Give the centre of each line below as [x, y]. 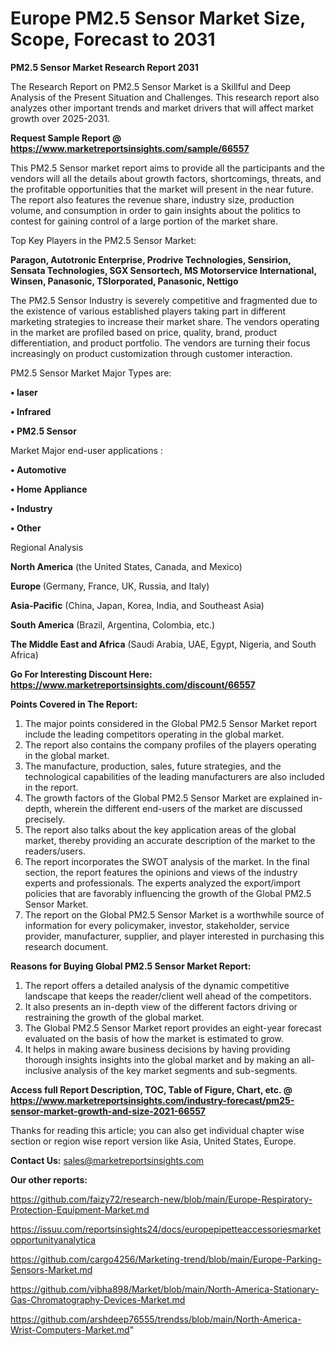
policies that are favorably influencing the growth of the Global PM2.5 [168, 893]
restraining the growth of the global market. [114, 1017]
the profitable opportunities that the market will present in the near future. [162, 189]
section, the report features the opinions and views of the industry [161, 872]
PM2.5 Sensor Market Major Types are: [91, 373]
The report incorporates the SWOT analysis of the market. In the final [167, 861]
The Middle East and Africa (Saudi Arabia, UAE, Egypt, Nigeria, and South [163, 644]
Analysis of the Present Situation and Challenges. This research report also [165, 97]
